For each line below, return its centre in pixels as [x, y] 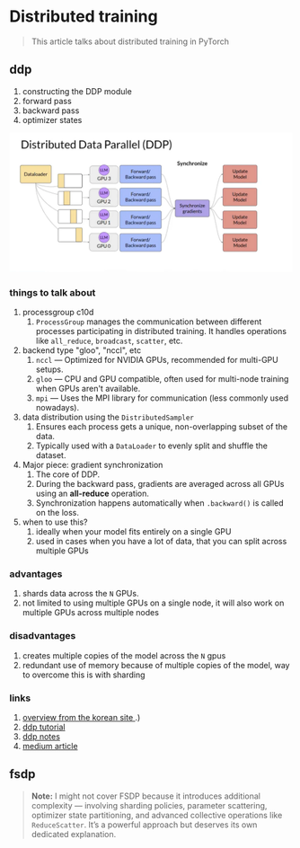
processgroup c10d [58, 313]
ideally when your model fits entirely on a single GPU [133, 532]
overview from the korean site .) [81, 717]
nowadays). [57, 408]
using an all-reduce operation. [93, 494]
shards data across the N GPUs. [80, 594]
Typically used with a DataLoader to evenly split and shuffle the [151, 446]
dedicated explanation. [74, 834]
